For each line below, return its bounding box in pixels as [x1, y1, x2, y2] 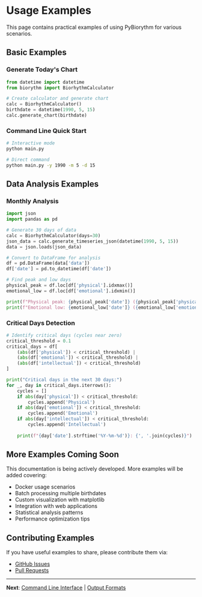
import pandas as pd [6, 216, 58, 223]
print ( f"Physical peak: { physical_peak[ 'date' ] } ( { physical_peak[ [6, 298, 176, 305]
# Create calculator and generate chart [6, 96, 109, 102]
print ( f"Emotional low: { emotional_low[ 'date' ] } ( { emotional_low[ [6, 305, 176, 311]
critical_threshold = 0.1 [6, 338, 71, 344]
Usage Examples [6, 4, 92, 17]
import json [6, 211, 36, 217]
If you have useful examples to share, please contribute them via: [6, 549, 168, 556]
